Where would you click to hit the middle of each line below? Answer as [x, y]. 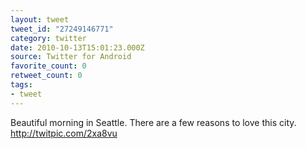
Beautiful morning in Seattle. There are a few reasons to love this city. [153, 122]
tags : [21, 85]
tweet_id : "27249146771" [62, 29]
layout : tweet [40, 19]
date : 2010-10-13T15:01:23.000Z [77, 47]
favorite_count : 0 [48, 66]
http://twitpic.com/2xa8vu [64, 133]
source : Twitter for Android [71, 57]
